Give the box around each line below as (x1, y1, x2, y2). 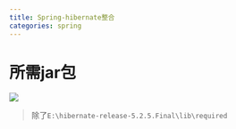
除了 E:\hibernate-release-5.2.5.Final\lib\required (30, 110, 228, 121)
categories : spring (9, 21, 82, 30)
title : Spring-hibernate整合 (9, 12, 115, 22)
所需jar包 (9, 62, 77, 83)
